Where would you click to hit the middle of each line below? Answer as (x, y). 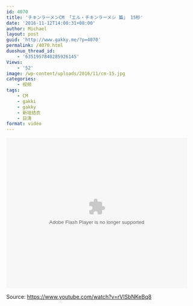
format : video (24, 124)
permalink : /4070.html (35, 46)
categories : (21, 79)
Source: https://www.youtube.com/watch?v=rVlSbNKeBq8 (79, 297)
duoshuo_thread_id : (31, 51)
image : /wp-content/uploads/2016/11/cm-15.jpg (66, 73)
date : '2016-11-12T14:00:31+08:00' (51, 23)
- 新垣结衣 (29, 113)
